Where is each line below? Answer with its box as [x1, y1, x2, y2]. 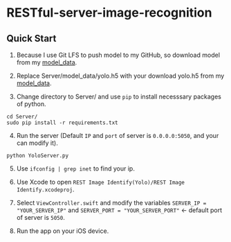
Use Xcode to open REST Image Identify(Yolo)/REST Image [16, 178, 185, 186]
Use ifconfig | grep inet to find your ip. [16, 164, 136, 173]
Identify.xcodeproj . [16, 185, 75, 193]
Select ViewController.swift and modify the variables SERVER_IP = [16, 199, 207, 207]
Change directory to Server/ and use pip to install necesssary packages [16, 92, 222, 101]
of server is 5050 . [16, 214, 65, 221]
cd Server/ [6, 113, 38, 120]
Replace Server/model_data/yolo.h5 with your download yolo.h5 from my [16, 71, 225, 80]
